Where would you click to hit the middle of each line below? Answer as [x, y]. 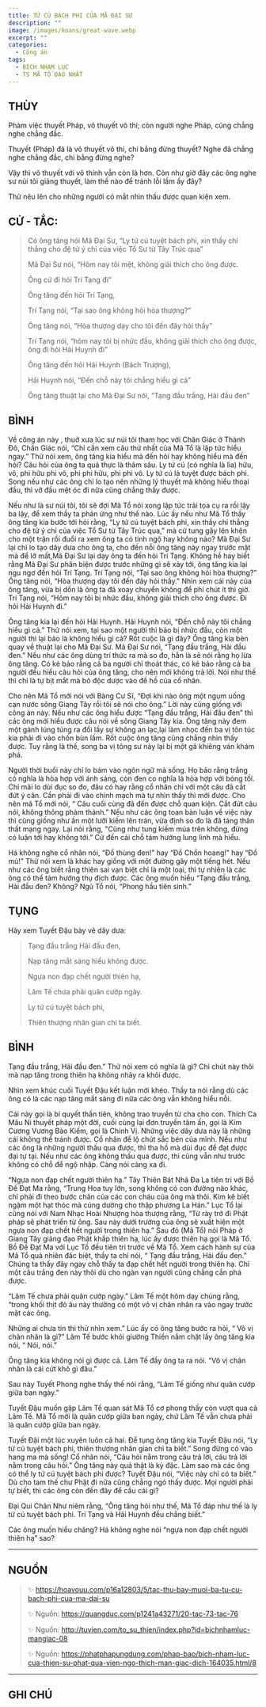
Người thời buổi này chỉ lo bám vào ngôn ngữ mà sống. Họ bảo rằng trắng [128, 770]
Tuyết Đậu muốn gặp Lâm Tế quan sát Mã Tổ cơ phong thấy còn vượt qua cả [133, 1408]
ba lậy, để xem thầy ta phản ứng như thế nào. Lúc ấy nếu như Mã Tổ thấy [127, 514]
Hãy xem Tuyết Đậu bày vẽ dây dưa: [67, 930]
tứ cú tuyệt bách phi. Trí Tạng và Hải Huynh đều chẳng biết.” [107, 1514]
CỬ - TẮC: [33, 221]
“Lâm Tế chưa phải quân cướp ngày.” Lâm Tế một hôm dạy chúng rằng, [124, 1296]
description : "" [35, 23]
